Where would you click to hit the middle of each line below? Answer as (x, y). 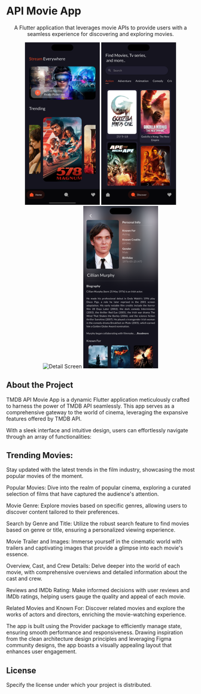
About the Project (40, 385)
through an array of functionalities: (49, 437)
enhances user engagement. (42, 651)
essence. (17, 554)
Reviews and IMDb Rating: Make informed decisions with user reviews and (98, 590)
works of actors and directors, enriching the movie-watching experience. (96, 614)
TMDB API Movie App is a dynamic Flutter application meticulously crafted (98, 399)
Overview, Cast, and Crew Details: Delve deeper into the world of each (93, 566)
